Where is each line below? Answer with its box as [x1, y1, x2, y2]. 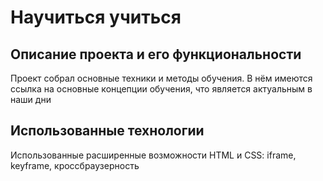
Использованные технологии [10, 122, 205, 140]
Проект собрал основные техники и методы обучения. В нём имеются [10, 72, 313, 84]
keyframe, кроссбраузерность [10, 159, 140, 171]
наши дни [10, 94, 52, 105]
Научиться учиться [10, 6, 182, 29]
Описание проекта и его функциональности [10, 46, 302, 63]
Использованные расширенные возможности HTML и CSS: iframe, [10, 149, 297, 161]
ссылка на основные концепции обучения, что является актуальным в [10, 83, 313, 95]
